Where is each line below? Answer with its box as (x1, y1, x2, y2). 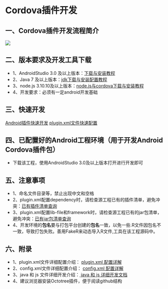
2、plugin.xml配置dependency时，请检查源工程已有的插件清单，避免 (12, 197, 156, 203)
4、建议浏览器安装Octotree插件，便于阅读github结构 (12, 278, 123, 284)
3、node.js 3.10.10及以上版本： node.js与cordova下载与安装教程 (12, 82, 144, 89)
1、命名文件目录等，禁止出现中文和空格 (12, 190, 94, 196)
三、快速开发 (5, 105, 45, 114)
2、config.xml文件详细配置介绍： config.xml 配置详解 (12, 265, 124, 271)
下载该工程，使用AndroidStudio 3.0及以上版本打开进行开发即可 (12, 160, 143, 166)
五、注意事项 (5, 176, 45, 185)
